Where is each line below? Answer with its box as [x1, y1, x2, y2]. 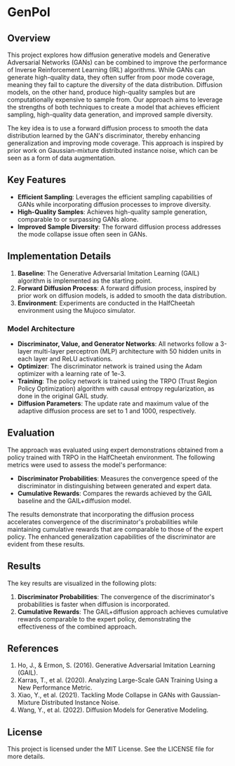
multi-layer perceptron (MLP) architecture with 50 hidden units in [33, 347, 222, 355]
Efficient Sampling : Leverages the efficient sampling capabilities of [17, 192, 213, 201]
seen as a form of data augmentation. [7, 154, 116, 162]
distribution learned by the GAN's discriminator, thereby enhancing [7, 131, 201, 140]
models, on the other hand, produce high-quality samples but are [7, 88, 196, 96]
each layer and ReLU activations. [17, 354, 113, 363]
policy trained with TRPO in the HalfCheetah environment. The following [7, 453, 215, 462]
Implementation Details [7, 250, 112, 262]
